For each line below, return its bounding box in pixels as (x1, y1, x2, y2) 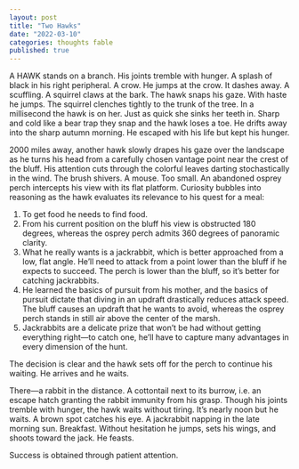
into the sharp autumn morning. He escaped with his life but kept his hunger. (9, 127, 290, 138)
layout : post (9, 12, 58, 22)
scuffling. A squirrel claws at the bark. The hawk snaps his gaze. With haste (9, 90, 287, 101)
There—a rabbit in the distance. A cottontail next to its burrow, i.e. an (9, 385, 262, 396)
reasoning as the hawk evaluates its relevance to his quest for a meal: (9, 192, 265, 203)
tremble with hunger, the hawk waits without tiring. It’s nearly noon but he (9, 404, 279, 415)
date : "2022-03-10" (9, 29, 82, 38)
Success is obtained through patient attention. (9, 450, 179, 461)
